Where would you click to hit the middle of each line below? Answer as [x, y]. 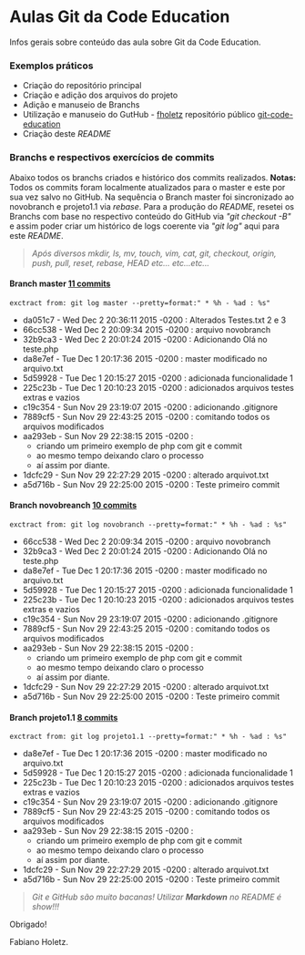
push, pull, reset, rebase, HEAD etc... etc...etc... [120, 262]
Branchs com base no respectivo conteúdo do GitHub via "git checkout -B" [150, 216]
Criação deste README [66, 134]
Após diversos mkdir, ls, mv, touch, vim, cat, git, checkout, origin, [154, 253]
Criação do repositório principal [82, 86]
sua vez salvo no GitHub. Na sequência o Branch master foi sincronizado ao [152, 197]
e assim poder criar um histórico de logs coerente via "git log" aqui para [145, 226]
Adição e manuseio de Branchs [81, 105]
